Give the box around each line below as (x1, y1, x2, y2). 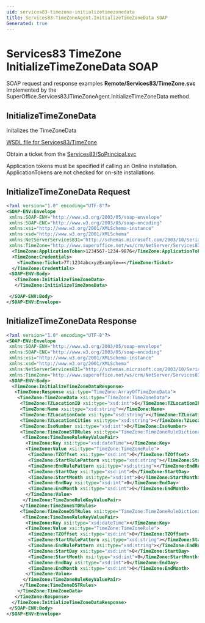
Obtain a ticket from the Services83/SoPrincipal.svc (6, 150, 137, 158)
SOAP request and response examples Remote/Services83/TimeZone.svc (6, 80, 196, 87)
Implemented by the (6, 86, 57, 94)
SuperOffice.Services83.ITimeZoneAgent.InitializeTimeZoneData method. (6, 93, 191, 100)
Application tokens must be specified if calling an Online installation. (6, 163, 178, 170)
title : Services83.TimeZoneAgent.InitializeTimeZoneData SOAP (6, 15, 168, 21)
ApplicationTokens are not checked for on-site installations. (6, 169, 156, 176)
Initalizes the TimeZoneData (6, 127, 77, 135)
